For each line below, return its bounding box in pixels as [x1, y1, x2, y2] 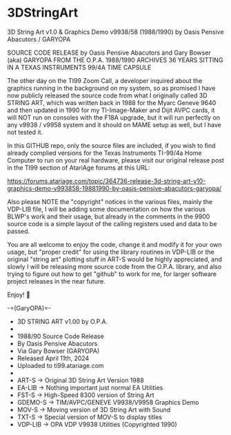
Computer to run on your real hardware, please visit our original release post [7, 156, 224, 164]
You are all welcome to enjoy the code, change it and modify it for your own [7, 240, 222, 248]
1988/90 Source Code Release [17, 332, 105, 340]
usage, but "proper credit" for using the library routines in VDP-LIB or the [7, 248, 215, 256]
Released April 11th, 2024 [17, 354, 90, 362]
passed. [7, 227, 30, 235]
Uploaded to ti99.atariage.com [17, 361, 105, 369]
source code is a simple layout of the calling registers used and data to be [7, 219, 217, 228]
